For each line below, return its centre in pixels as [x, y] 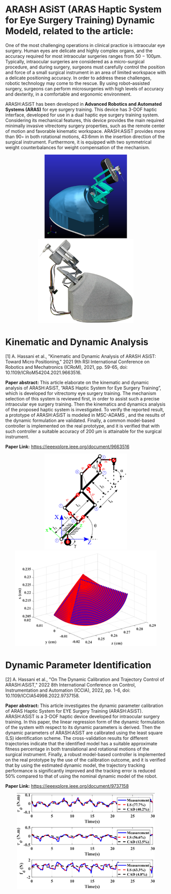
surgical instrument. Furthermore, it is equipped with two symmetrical [78, 142]
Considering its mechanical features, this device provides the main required [85, 120]
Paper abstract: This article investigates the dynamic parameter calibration [84, 705]
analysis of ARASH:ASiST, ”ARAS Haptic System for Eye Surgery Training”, [83, 388]
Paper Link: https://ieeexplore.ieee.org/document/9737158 [67, 786]
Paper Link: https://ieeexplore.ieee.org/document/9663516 [67, 446]
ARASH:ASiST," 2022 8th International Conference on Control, [71, 685]
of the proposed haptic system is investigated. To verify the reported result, [85, 409]
